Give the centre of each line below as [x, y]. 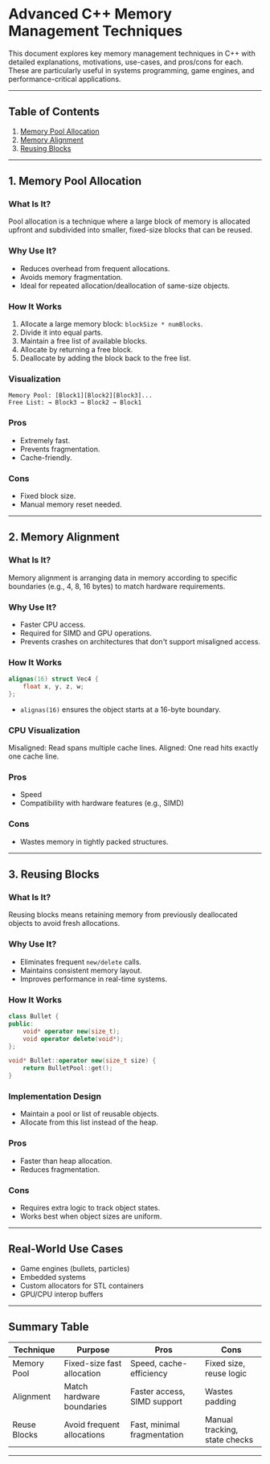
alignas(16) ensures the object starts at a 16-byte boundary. [120, 709]
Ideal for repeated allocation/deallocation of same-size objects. [125, 286]
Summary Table [49, 1327]
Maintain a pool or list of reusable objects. [89, 1114]
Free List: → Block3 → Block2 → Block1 [75, 403]
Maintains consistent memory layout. [81, 970]
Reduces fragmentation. [60, 1169]
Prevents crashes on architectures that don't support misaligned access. [140, 641]
